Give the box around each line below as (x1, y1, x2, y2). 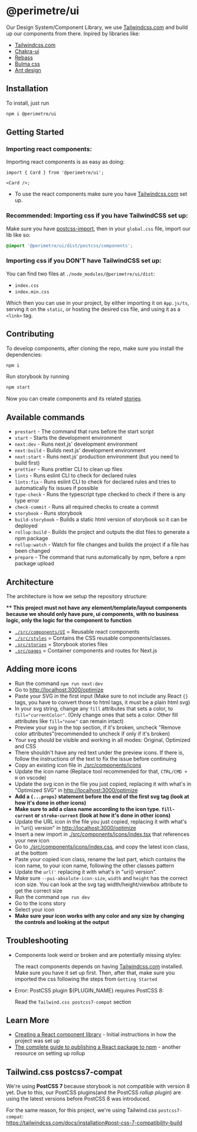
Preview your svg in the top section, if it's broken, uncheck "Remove (14, 724, 181, 731)
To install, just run (6, 99, 49, 106)
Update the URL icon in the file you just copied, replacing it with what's (14, 818, 187, 825)
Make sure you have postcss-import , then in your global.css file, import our (6, 225, 191, 232)
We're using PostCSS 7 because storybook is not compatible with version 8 (6, 1083, 190, 1090)
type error (14, 497, 40, 504)
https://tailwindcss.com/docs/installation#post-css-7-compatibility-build (6, 1119, 183, 1127)
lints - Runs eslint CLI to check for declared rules (14, 472, 137, 479)
